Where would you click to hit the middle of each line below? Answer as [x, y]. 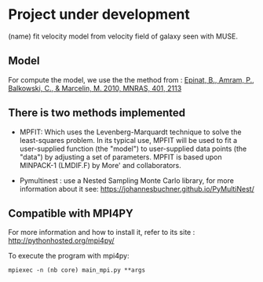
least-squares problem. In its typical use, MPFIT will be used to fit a [128, 140]
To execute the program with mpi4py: [69, 256]
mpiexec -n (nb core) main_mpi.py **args [77, 270]
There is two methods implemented [97, 113]
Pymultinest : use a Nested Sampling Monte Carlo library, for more [126, 180]
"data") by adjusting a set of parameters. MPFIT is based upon [121, 157]
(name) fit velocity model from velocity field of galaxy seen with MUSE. [123, 36]
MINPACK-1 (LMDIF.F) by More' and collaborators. [100, 165]
